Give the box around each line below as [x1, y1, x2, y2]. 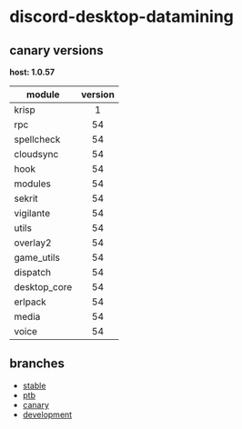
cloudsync [14, 148, 59, 160]
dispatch [14, 266, 52, 278]
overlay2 [14, 236, 52, 249]
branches [9, 356, 66, 372]
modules [14, 177, 52, 190]
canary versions [9, 43, 104, 58]
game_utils [14, 252, 61, 264]
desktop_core [14, 281, 73, 293]
